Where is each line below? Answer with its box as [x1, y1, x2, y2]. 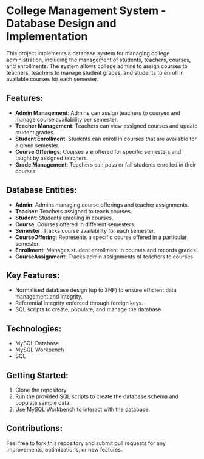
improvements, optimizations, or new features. [6, 446, 123, 453]
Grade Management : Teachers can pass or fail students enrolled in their [15, 160, 196, 168]
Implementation [6, 30, 88, 43]
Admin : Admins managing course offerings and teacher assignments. [15, 201, 189, 209]
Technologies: [6, 323, 62, 334]
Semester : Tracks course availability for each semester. [15, 227, 155, 234]
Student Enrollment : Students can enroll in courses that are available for [15, 135, 197, 142]
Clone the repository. [15, 387, 68, 393]
